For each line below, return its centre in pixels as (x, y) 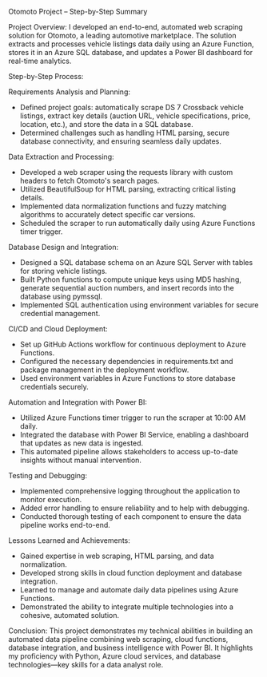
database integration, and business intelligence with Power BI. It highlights (131, 647)
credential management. (60, 313)
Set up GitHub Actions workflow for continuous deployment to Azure (133, 344)
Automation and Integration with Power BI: (78, 402)
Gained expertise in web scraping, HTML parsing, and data (117, 556)
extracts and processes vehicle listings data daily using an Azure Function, (131, 44)
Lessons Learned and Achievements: (69, 540)
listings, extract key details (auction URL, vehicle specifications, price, (135, 116)
